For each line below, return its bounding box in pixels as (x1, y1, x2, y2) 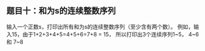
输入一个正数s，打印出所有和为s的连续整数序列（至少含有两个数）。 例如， (6, 23, 194, 30)
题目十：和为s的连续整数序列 (6, 5, 116, 16)
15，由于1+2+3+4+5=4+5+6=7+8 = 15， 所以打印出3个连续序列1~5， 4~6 (11, 30, 199, 38)
